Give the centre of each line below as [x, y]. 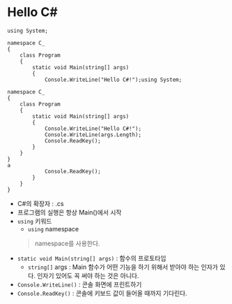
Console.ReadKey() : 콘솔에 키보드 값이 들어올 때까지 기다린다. [102, 293]
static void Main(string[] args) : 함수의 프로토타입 [92, 258]
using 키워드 [34, 221]
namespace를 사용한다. [67, 243]
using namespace [53, 229]
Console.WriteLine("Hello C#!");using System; [113, 80]
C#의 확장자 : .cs [40, 203]
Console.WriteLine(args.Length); [93, 135]
